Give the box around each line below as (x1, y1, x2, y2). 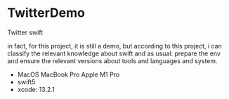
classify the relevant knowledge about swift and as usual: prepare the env (7, 49, 221, 58)
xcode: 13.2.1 (17, 85, 55, 93)
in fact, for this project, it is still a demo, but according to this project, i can (7, 41, 223, 50)
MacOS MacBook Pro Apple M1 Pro (17, 70, 120, 79)
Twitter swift (7, 28, 44, 37)
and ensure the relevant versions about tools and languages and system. (7, 56, 218, 65)
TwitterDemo (7, 5, 86, 21)
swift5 (17, 77, 36, 86)
